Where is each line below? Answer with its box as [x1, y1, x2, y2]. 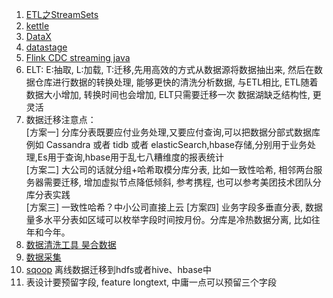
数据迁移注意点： [25, 114, 97, 125]
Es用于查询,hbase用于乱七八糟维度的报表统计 [37, 151, 225, 163]
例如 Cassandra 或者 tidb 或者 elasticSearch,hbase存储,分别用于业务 [25, 139, 308, 150]
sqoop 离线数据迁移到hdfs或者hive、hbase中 [25, 264, 212, 275]
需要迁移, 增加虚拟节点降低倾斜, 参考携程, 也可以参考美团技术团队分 [43, 176, 322, 188]
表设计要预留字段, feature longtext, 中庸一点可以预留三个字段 [25, 276, 278, 288]
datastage [25, 41, 68, 53]
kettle [25, 20, 50, 32]
